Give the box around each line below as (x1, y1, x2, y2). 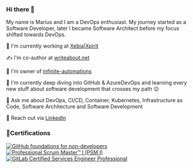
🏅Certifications (6, 129, 51, 137)
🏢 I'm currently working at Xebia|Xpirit (6, 42, 99, 49)
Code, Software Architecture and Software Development (6, 103, 143, 110)
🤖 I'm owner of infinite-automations (6, 68, 92, 75)
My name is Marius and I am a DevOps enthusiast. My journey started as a (6, 19, 187, 26)
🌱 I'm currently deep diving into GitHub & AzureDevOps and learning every (6, 79, 187, 86)
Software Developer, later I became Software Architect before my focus (6, 25, 179, 32)
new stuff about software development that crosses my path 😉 (6, 85, 159, 93)
